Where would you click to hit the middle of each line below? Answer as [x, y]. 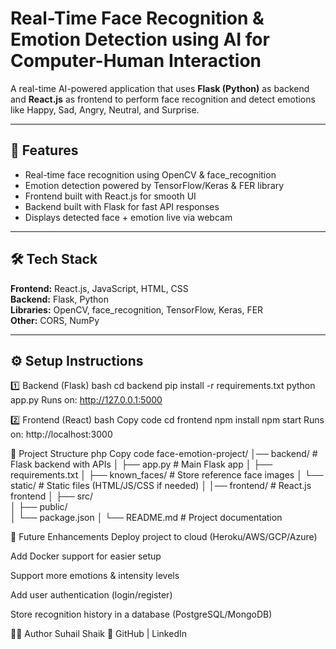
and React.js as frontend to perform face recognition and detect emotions [163, 99]
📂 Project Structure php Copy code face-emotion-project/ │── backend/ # [164, 454]
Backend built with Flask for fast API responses [122, 206]
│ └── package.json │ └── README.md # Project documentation [146, 518]
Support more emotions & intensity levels [95, 576]
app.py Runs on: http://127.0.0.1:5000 [86, 400]
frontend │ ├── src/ [52, 496]
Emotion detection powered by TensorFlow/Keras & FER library [154, 185]
